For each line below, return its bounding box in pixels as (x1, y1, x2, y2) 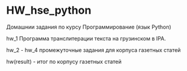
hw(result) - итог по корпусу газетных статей (6, 58, 122, 65)
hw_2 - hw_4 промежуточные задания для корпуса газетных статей (6, 46, 181, 54)
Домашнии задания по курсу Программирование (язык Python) (6, 23, 172, 30)
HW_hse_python (6, 4, 92, 17)
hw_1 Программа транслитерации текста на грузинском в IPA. (6, 35, 166, 42)
